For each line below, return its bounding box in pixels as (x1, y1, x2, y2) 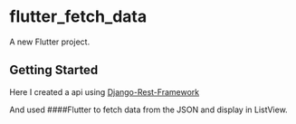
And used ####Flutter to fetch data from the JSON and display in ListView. (9, 104, 288, 115)
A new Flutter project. (9, 36, 91, 47)
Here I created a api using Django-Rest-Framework (9, 86, 200, 97)
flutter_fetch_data (9, 6, 148, 27)
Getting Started (9, 62, 99, 78)
